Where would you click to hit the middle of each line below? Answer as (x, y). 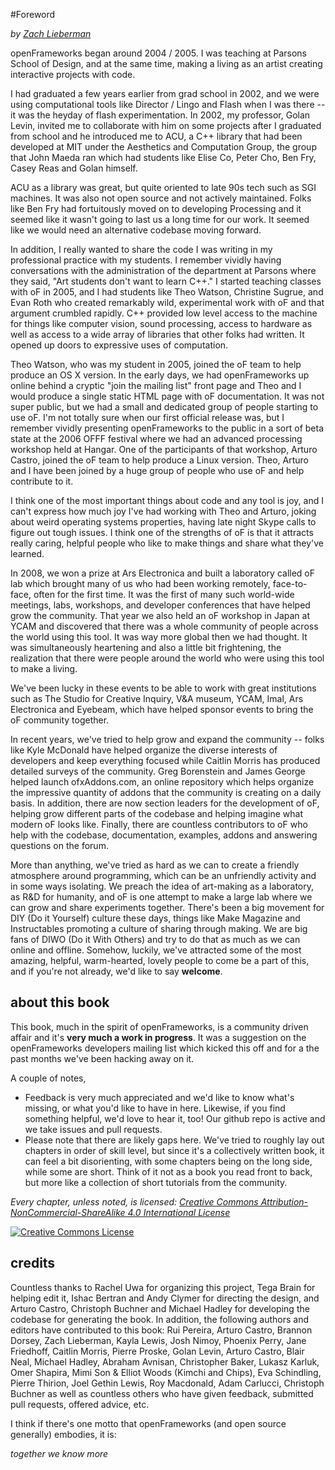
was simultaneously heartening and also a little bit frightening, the (146, 647)
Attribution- (284, 1201)
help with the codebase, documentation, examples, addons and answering (164, 835)
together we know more (59, 1453)
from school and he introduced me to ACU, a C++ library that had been (156, 136)
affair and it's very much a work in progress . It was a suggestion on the (158, 1037)
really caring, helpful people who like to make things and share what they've (167, 543)
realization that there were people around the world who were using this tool (167, 658)
